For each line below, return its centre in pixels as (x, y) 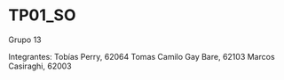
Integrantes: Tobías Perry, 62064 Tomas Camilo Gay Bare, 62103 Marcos (142, 56)
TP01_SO (42, 15)
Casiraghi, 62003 (40, 66)
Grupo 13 (25, 40)
